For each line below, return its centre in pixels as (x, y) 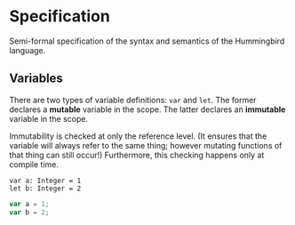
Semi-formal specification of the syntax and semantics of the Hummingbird (147, 41)
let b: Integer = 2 (45, 189)
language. (28, 50)
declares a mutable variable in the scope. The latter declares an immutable (147, 109)
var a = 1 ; (29, 204)
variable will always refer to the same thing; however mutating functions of (146, 145)
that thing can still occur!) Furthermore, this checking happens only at (137, 155)
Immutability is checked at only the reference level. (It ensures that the (138, 136)
